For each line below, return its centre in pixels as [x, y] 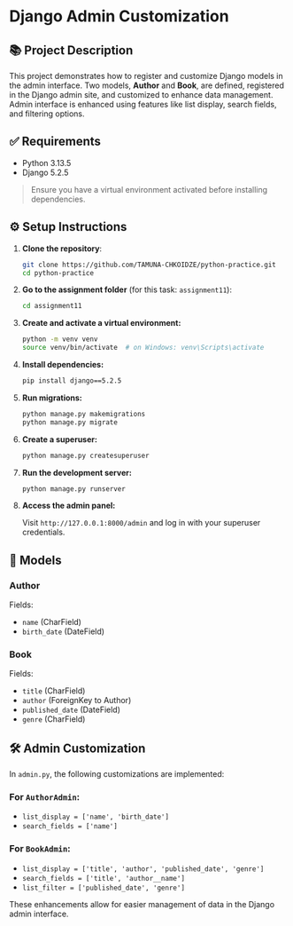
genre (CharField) [54, 719]
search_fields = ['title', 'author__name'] [104, 878]
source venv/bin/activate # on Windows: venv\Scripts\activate [143, 348]
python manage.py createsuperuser [85, 455]
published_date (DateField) [71, 710]
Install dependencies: [63, 364]
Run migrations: [52, 398]
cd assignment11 [52, 306]
